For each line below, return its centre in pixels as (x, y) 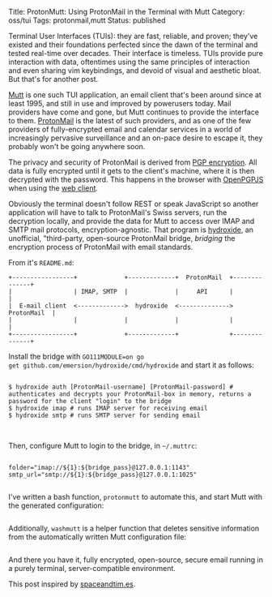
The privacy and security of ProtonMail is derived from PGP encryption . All (133, 162)
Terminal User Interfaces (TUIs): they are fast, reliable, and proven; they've (133, 36)
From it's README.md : (41, 262)
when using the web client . (53, 188)
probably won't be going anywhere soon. (77, 146)
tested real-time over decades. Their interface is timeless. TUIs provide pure (136, 53)
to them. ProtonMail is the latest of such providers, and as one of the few (130, 120)
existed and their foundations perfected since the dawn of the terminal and (133, 45)
